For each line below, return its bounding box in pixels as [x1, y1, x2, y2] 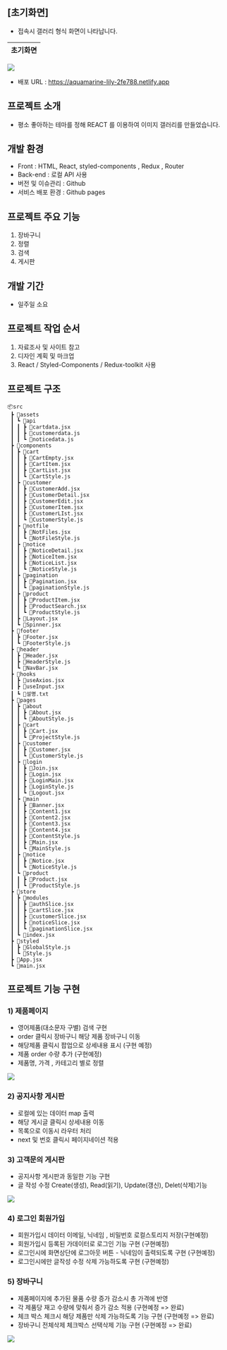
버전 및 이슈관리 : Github [17, 179, 86, 188]
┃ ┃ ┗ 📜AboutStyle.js [10, 715, 74, 722]
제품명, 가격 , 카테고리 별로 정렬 [17, 1058, 104, 1068]
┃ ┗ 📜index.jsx [10, 931, 55, 938]
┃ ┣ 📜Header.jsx [10, 652, 59, 659]
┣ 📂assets [10, 411, 39, 418]
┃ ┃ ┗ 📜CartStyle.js [10, 472, 71, 480]
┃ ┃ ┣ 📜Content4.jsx [10, 826, 71, 833]
